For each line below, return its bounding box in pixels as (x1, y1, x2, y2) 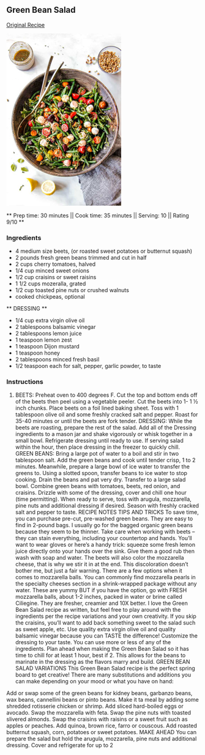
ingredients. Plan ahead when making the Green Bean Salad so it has (15, 645, 190, 653)
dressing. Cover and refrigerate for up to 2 (6, 742, 113, 749)
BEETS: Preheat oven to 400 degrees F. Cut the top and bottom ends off (15, 391, 198, 399)
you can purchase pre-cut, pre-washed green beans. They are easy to (15, 515, 193, 522)
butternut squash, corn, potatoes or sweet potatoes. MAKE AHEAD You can (6, 729, 197, 736)
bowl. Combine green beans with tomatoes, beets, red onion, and (15, 483, 181, 490)
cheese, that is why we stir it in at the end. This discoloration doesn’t (15, 560, 188, 568)
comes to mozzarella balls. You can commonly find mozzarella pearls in (15, 574, 196, 581)
